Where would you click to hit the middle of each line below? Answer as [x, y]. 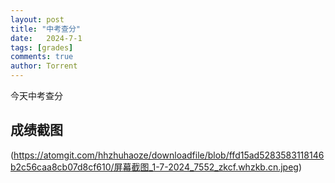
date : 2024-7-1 [46, 38]
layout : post [37, 19]
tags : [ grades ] [42, 47]
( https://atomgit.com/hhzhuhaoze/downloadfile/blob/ [120, 155]
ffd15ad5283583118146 [276, 155]
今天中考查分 [36, 95]
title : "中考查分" [46, 29]
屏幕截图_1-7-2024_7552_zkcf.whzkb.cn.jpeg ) [208, 167]
